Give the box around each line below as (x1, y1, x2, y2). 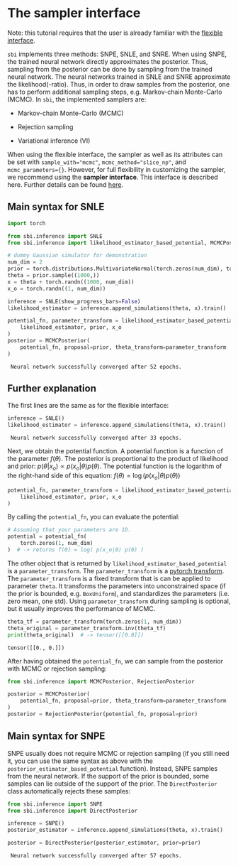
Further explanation (7, 382, 97, 395)
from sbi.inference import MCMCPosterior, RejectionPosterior (7, 678, 195, 685)
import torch (7, 220, 46, 227)
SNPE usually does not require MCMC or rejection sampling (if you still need (7, 749, 229, 757)
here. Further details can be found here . (7, 180, 124, 189)
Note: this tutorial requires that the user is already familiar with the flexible (7, 28, 223, 37)
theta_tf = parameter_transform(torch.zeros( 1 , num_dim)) (7, 618, 182, 625)
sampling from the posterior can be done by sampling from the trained (7, 65, 212, 73)
